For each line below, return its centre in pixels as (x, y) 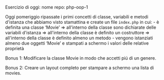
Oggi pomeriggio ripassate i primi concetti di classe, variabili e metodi (77, 17)
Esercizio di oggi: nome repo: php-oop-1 (47, 7)
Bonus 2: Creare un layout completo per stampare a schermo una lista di (80, 68)
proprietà (15, 48)
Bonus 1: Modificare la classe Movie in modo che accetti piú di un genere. (81, 58)
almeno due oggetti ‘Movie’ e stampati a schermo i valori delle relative (77, 43)
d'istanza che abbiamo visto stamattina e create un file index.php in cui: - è (82, 22)
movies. (13, 73)
